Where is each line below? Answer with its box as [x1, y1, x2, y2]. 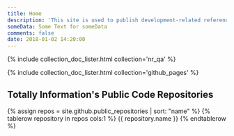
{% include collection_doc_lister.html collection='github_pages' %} [7, 69, 199, 77]
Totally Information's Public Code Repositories [7, 88, 214, 101]
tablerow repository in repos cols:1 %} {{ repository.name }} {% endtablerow [7, 114, 226, 122]
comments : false [7, 29, 54, 37]
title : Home [7, 10, 42, 17]
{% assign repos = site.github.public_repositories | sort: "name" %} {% [7, 107, 211, 115]
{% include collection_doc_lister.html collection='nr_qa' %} [7, 55, 176, 63]
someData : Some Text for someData [7, 23, 108, 30]
